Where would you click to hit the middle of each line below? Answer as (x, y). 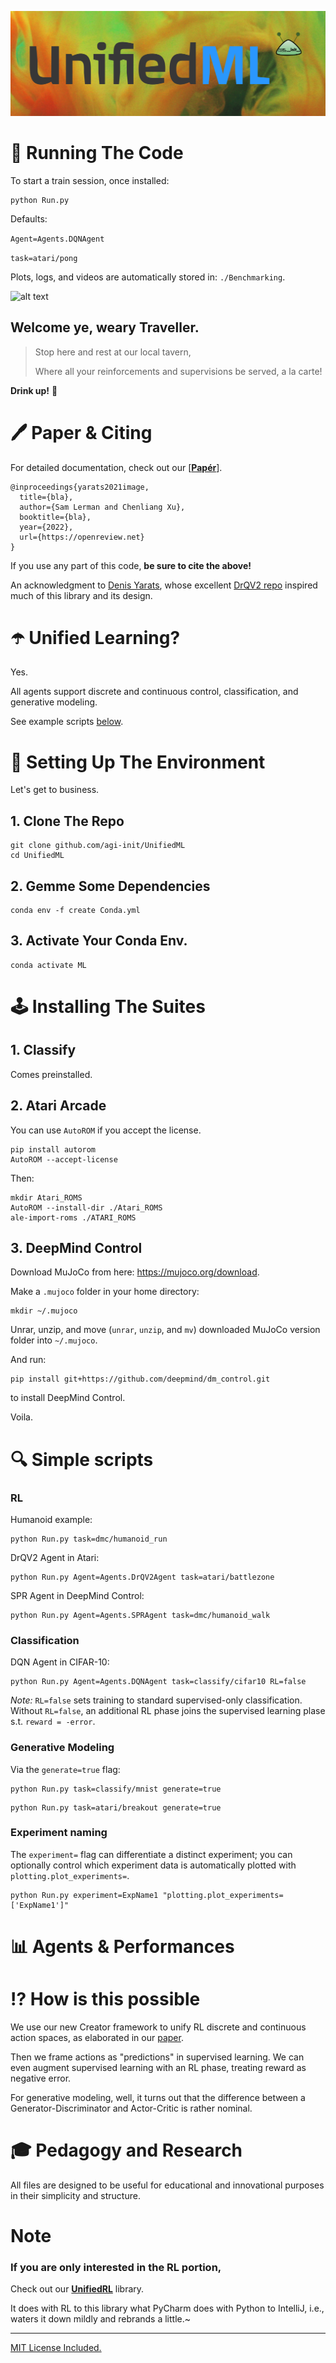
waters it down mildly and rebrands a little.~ (100, 2319)
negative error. (41, 2078)
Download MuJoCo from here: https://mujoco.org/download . (135, 1272)
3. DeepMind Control (76, 1248)
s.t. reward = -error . (53, 1722)
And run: (28, 1360)
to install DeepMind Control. (68, 1398)
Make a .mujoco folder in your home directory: (105, 1292)
